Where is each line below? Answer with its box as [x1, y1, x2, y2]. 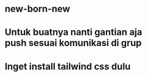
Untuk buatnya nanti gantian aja [5, 27, 142, 38]
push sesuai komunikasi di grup [5, 37, 142, 49]
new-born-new [5, 3, 71, 15]
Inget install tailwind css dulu [5, 61, 131, 72]
